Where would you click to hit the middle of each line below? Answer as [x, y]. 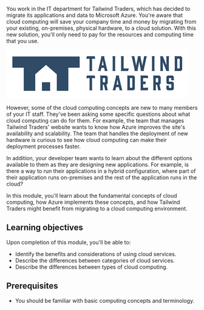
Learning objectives [45, 228]
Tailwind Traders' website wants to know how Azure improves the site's [96, 127]
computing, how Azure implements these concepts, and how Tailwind [93, 202]
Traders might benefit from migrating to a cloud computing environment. [97, 208]
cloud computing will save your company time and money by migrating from [101, 22]
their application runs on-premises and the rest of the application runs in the [102, 177]
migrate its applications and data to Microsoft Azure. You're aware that [95, 15]
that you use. [23, 41]
